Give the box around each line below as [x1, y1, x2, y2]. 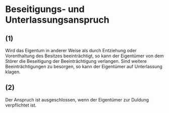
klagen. [5, 69, 21, 75]
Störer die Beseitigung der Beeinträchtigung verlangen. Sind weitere [5, 58, 147, 64]
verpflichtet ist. [5, 102, 37, 108]
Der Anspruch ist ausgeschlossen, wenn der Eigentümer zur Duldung [5, 96, 149, 102]
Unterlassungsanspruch [5, 14, 109, 26]
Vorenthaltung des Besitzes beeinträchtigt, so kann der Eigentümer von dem [5, 53, 164, 59]
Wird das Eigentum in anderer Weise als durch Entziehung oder [5, 48, 137, 53]
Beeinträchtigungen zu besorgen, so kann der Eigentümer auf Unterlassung [5, 64, 162, 69]
